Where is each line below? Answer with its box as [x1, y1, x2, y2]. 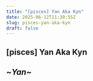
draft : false [6, 25, 39, 31]
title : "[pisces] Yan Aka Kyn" [6, 8, 84, 15]
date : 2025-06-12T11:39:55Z [6, 14, 76, 20]
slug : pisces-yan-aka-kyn [6, 20, 70, 25]
